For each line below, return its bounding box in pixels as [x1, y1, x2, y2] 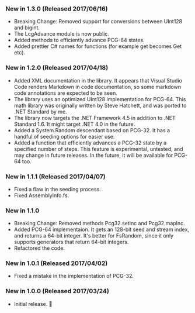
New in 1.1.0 [5, 207, 40, 215]
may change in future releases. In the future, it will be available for [13, 152, 173, 159]
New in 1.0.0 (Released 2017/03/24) [5, 287, 109, 295]
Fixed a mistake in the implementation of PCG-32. [13, 273, 134, 280]
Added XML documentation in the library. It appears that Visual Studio [13, 77, 182, 84]
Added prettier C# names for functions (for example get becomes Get [13, 43, 182, 50]
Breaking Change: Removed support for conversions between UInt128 [13, 18, 183, 25]
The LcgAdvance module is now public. [13, 30, 109, 37]
